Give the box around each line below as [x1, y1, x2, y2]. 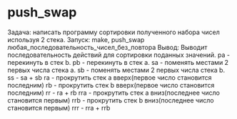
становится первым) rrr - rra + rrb [7, 103, 111, 112]
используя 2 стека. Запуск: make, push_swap [7, 35, 145, 43]
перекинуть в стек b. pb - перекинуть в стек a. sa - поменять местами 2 [7, 58, 229, 66]
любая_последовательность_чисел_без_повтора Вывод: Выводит [7, 43, 208, 51]
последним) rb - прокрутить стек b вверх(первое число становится [7, 81, 215, 89]
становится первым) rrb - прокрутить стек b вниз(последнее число [7, 95, 214, 104]
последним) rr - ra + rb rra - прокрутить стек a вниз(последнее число [7, 88, 220, 97]
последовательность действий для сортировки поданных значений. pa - [7, 51, 231, 59]
